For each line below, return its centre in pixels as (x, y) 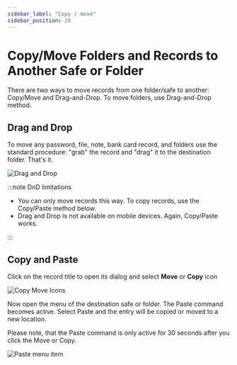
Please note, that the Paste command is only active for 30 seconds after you (118, 333)
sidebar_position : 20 (39, 21)
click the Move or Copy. (42, 340)
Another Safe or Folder (75, 71)
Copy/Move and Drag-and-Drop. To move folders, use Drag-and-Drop (110, 98)
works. (27, 223)
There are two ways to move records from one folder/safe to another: (109, 90)
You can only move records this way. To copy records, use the (108, 201)
